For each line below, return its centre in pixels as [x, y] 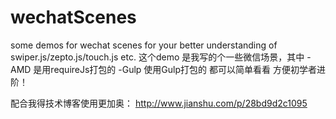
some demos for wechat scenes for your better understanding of [144, 45]
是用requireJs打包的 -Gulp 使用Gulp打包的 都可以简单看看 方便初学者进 [179, 69]
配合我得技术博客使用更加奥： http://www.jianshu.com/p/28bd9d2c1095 [159, 103]
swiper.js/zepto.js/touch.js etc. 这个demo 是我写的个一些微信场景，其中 [157, 57]
